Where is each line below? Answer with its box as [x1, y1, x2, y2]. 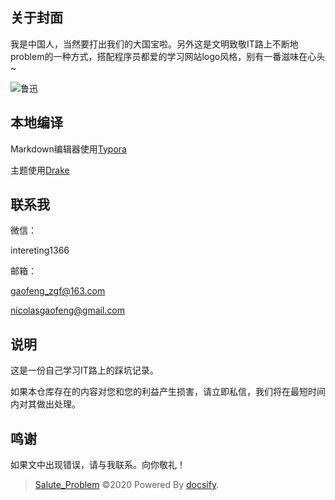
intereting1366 [10, 244, 70, 257]
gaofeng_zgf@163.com [10, 285, 106, 297]
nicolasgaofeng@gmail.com [10, 304, 126, 317]
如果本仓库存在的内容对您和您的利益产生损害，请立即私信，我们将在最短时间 [10, 386, 326, 398]
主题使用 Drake [10, 164, 70, 176]
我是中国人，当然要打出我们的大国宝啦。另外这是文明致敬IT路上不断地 [10, 38, 299, 50]
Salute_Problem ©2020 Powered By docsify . [34, 479, 220, 491]
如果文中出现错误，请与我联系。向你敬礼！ [10, 459, 186, 471]
